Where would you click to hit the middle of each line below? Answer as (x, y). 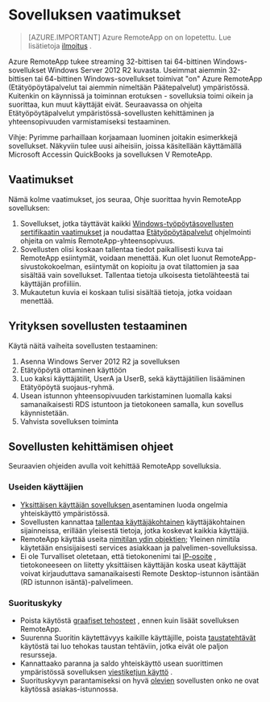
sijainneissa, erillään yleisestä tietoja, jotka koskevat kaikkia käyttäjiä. (135, 530)
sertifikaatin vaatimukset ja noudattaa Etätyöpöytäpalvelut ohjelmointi (135, 232)
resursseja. (39, 654)
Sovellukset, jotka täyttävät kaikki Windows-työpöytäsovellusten (127, 223)
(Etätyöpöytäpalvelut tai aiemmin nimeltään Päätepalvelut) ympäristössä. (129, 87)
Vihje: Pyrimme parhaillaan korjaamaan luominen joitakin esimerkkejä (123, 137)
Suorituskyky (35, 603)
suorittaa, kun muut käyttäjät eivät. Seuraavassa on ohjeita (106, 104)
